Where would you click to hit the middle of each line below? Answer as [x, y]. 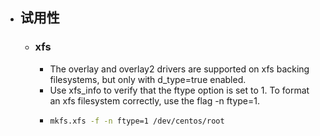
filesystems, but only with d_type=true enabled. [148, 79]
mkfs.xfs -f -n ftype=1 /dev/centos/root [137, 121]
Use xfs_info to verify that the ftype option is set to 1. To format [179, 90]
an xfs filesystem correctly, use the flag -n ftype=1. [154, 100]
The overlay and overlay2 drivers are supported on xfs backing [179, 69]
